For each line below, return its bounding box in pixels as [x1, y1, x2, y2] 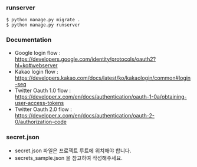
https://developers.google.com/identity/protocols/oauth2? [14, 55, 156, 63]
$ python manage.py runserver [6, 22, 81, 28]
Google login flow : [14, 49, 61, 56]
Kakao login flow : [14, 68, 59, 75]
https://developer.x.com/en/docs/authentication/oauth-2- [14, 112, 155, 119]
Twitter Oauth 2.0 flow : [14, 106, 72, 113]
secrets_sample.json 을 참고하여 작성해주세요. [14, 154, 123, 161]
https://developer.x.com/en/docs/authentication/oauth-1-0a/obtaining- [14, 93, 187, 100]
